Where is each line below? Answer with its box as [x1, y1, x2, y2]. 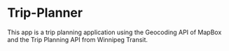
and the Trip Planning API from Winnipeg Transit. [7, 35, 148, 43]
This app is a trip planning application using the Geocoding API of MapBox [7, 28, 222, 36]
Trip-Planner [7, 5, 83, 21]
